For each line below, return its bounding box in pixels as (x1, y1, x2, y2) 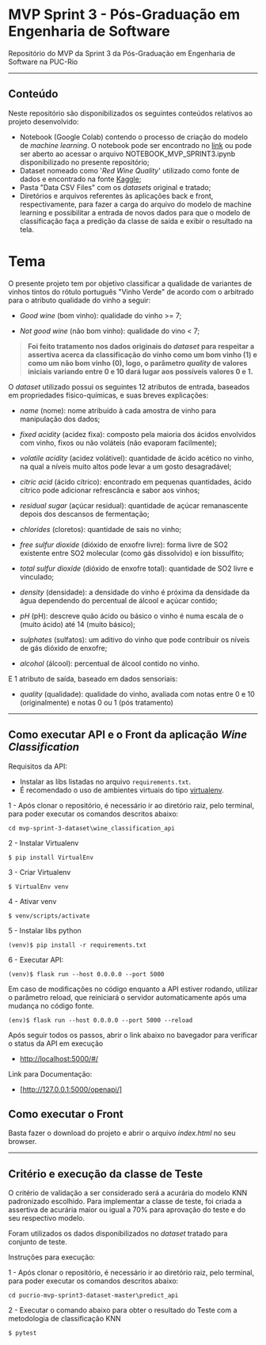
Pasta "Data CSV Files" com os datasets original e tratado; (19, 182, 211, 192)
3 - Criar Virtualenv (8, 867, 71, 876)
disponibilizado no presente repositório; (19, 157, 150, 167)
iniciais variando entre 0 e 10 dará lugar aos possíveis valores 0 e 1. (27, 367, 253, 376)
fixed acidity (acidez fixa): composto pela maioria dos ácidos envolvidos (19, 429, 256, 439)
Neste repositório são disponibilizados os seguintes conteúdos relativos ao (8, 108, 253, 118)
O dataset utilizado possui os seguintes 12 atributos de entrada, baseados (8, 382, 250, 391)
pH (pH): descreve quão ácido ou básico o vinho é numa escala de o (19, 611, 244, 621)
